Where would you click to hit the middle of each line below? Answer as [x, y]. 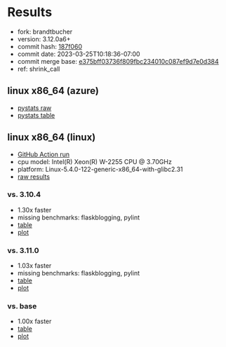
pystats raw [34, 108]
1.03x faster [34, 266]
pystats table [36, 115]
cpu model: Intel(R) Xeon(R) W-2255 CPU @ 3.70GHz [94, 161]
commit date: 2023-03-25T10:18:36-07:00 [79, 54]
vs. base [22, 306]
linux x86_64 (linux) [52, 137]
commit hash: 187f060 [50, 46]
